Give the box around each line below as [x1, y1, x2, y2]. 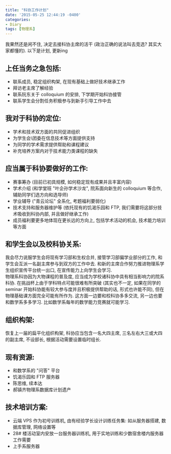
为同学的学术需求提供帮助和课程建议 [12, 141, 89, 147]
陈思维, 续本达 [12, 380, 42, 386]
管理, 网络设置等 [21, 424, 56, 430]
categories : [5, 17, 31, 22]
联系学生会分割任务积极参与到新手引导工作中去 [12, 98, 111, 104]
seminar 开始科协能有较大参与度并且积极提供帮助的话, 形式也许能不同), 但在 [5, 286, 164, 292]
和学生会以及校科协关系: [5, 240, 82, 248]
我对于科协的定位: [5, 114, 62, 123]
